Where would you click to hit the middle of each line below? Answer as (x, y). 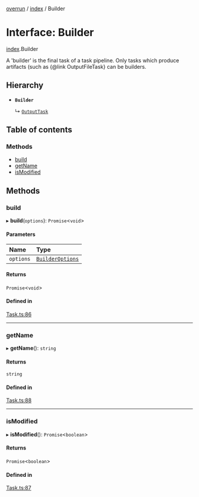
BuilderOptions (57, 259)
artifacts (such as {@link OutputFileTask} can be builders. (76, 66)
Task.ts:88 (19, 400)
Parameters (21, 234)
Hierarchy (25, 85)
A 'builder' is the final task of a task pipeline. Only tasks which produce (93, 60)
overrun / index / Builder (36, 9)
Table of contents (39, 130)
